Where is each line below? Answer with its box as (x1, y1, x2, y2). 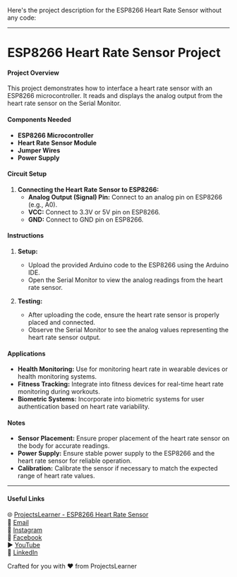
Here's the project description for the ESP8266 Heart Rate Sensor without (7, 6, 222, 14)
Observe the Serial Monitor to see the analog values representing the (28, 326, 229, 334)
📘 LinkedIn (7, 548, 38, 557)
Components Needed (7, 115, 72, 123)
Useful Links (7, 494, 45, 503)
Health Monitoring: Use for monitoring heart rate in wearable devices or (17, 365, 228, 373)
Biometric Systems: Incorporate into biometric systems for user (17, 395, 205, 403)
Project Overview (7, 68, 60, 77)
